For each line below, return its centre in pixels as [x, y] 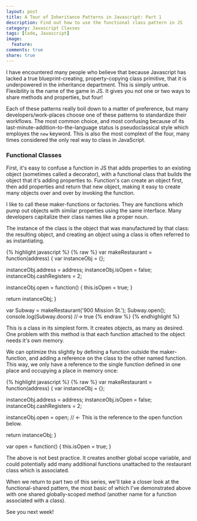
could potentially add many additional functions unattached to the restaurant [99, 464]
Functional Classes [34, 155]
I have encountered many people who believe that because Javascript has [96, 72]
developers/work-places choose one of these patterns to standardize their [96, 115]
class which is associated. [38, 470]
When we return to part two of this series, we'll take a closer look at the [93, 482]
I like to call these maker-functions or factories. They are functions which [95, 204]
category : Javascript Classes [43, 28]
